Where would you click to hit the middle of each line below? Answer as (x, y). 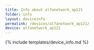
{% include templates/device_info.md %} (47, 42)
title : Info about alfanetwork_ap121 (44, 10)
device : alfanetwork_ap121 (33, 28)
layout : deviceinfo (25, 19)
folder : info (19, 14)
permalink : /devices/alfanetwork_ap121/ (47, 24)
